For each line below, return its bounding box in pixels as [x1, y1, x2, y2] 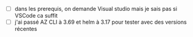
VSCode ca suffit [14, 12, 58, 19]
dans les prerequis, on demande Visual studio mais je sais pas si [14, 5, 178, 12]
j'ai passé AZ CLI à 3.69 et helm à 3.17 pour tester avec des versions [14, 18, 187, 26]
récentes [14, 25, 37, 33]
